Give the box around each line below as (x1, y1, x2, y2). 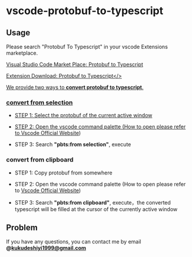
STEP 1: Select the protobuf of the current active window (14, 112, 153, 119)
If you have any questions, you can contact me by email (6, 238, 141, 245)
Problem (6, 222, 38, 232)
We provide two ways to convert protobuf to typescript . (6, 84, 144, 91)
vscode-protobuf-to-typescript (6, 4, 164, 18)
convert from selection (6, 98, 73, 107)
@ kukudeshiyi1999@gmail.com (6, 245, 87, 252)
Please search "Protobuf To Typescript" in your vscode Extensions (6, 43, 168, 50)
